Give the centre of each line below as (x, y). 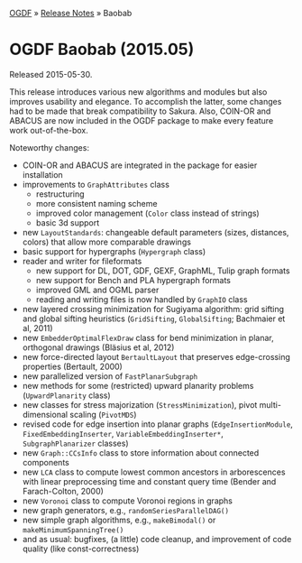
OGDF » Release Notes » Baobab (71, 13)
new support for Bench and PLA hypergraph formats (133, 280)
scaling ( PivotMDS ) (103, 414)
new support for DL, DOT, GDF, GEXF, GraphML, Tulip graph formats (163, 271)
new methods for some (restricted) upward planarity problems (138, 385)
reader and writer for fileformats (82, 261)
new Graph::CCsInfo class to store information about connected (141, 452)
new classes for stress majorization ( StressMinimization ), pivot (140, 404)
